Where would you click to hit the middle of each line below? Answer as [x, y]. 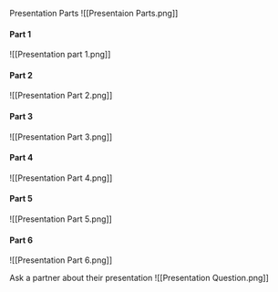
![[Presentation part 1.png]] [60, 55]
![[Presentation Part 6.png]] [61, 260]
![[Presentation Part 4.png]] [61, 178]
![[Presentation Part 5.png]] [61, 219]
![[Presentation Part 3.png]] [61, 137]
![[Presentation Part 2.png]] [61, 96]
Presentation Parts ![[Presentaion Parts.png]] [94, 13]
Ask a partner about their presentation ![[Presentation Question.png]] [139, 278]
